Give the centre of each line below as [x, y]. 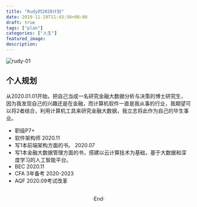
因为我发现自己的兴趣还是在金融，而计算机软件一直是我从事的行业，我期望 [96, 103]
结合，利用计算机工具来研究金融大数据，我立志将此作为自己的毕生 [104, 111]
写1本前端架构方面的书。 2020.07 [55, 145]
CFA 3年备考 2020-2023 [44, 173]
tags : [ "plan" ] [25, 28]
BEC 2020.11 [30, 166]
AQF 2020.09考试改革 [41, 181]
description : [22, 45]
